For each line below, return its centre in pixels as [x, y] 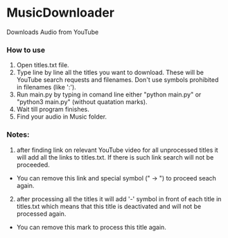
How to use [26, 50]
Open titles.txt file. [43, 65]
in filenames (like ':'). [46, 87]
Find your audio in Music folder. [62, 117]
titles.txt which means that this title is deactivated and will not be [109, 206]
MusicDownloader [61, 13]
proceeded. [33, 164]
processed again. [41, 214]
